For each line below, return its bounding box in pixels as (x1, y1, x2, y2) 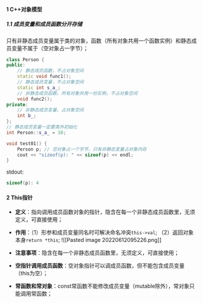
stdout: (6, 168, 24, 175)
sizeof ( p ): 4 (6, 180, 39, 186)
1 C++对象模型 (6, 5, 42, 13)
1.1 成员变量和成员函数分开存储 (6, 21, 83, 28)
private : (6, 102, 28, 108)
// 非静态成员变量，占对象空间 (17, 107, 84, 113)
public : (6, 62, 26, 68)
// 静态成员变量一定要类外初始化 (6, 124, 77, 130)
